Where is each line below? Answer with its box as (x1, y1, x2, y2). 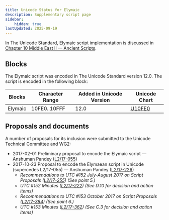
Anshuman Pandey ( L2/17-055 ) (12, 156, 77, 162)
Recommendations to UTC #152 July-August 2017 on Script (20, 172, 143, 178)
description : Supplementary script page (5, 12, 92, 17)
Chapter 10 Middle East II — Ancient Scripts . (5, 45, 97, 51)
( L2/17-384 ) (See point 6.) (20, 198, 74, 204)
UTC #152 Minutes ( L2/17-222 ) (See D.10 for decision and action (20, 182, 153, 188)
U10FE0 (130, 105, 150, 112)
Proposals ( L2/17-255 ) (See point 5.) (20, 177, 96, 183)
